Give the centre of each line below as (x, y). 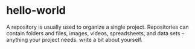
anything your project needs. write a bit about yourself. (75, 39)
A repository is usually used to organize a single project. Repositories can (97, 27)
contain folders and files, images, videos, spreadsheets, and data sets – (95, 33)
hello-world (36, 10)
